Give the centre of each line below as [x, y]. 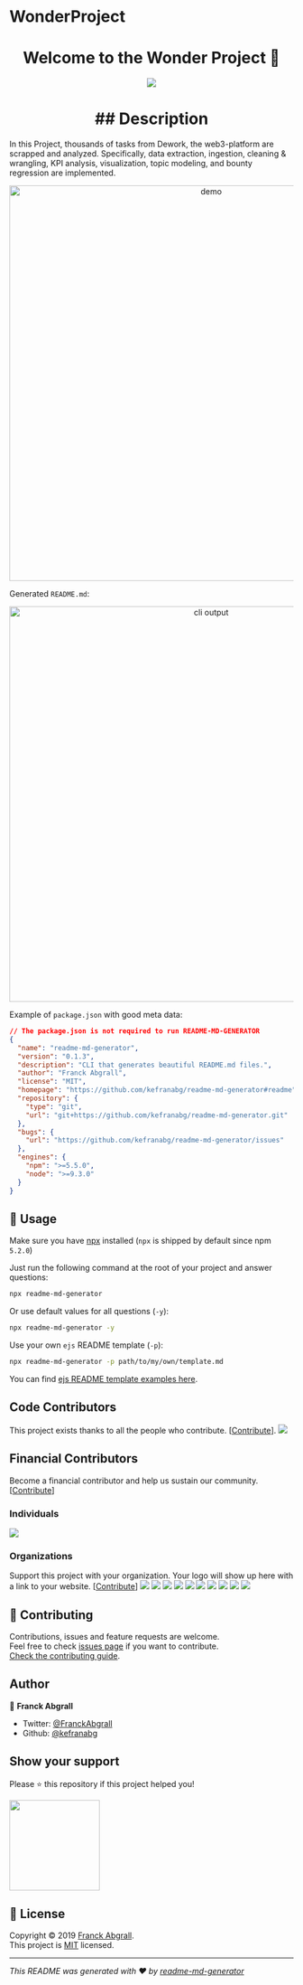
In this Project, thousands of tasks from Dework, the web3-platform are [142, 144]
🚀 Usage [33, 1219]
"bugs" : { [36, 1132]
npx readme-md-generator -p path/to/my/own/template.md [116, 1362]
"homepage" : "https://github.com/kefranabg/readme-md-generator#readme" [157, 1090]
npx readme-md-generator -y [62, 1328]
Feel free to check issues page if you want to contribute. [114, 1646]
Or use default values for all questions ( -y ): [89, 1312]
